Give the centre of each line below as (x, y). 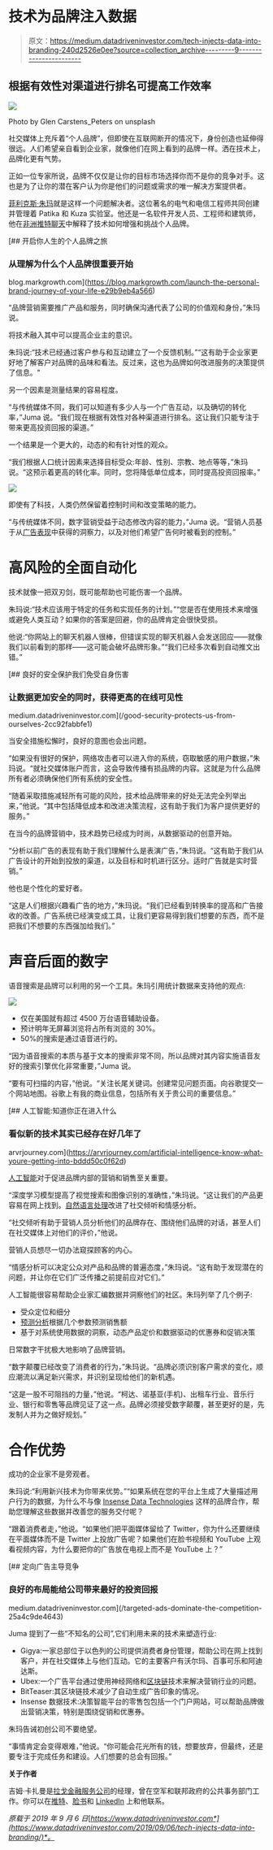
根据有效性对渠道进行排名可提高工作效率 (110, 86)
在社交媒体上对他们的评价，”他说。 (65, 1232)
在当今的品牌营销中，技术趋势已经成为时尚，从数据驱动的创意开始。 (122, 833)
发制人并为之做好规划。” (48, 1414)
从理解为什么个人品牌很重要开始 (71, 263)
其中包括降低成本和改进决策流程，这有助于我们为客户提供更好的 (154, 806)
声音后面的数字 (58, 962)
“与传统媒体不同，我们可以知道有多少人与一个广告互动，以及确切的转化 (128, 407)
